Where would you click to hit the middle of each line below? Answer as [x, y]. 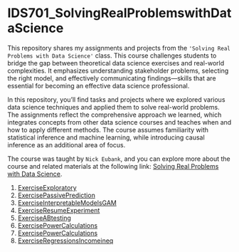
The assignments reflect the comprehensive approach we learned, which [115, 115]
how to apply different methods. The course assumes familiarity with [108, 130]
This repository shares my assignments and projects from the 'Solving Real [119, 48]
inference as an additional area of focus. [67, 145]
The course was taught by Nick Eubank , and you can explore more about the [119, 159]
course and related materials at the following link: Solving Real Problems [113, 166]
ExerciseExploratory [47, 187]
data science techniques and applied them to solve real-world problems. [113, 107]
